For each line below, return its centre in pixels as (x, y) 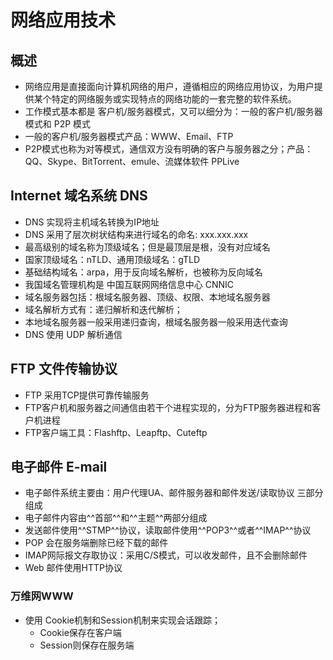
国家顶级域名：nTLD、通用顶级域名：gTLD (112, 259)
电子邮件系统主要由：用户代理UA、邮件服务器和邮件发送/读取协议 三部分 (174, 493)
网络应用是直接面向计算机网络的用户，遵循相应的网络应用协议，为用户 (169, 86)
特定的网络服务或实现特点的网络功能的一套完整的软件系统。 (174, 99)
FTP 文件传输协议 (64, 369)
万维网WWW (42, 596)
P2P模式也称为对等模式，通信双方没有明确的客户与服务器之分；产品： (169, 149)
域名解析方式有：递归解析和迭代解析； (103, 309)
